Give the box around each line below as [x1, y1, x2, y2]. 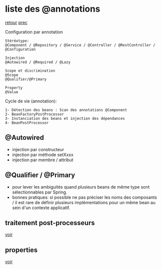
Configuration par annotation [5, 29, 63, 35]
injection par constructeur [12, 146, 64, 152]
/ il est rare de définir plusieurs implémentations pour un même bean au [12, 199, 156, 205]
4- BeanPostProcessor [5, 120, 49, 125]
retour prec [5, 19, 28, 25]
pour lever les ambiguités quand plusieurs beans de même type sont [12, 184, 150, 190]
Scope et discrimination [5, 68, 55, 73]
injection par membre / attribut [12, 157, 73, 163]
